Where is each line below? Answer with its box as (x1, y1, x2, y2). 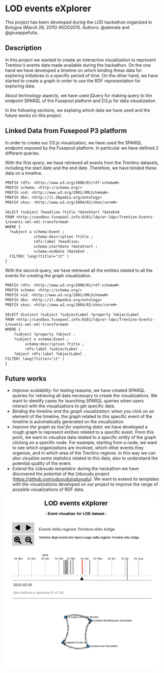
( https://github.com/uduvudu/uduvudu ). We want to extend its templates (12, 476, 159, 482)
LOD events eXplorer (5, 3, 92, 14)
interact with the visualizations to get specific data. (12, 403, 115, 409)
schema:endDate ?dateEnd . (33, 249, 89, 254)
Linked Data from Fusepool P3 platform (5, 127, 127, 135)
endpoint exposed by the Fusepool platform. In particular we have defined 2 (5, 145, 159, 151)
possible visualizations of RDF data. (12, 486, 84, 492)
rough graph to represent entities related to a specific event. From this (12, 429, 154, 435)
